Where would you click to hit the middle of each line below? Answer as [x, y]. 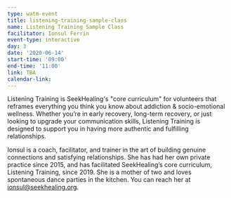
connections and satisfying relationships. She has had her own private [109, 157]
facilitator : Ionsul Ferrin [48, 33]
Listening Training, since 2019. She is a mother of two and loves [99, 172]
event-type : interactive [44, 40]
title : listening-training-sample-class [67, 20]
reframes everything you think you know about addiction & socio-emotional [116, 107]
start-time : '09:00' [38, 60]
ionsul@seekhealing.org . [43, 187]
